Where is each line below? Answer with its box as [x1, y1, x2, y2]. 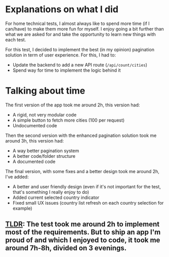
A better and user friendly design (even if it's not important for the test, [12, 183, 161, 189]
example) [12, 205, 32, 211]
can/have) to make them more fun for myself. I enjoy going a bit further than [5, 25, 164, 32]
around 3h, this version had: [5, 137, 64, 144]
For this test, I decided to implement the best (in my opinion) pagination [5, 46, 155, 52]
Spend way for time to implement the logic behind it [12, 67, 121, 73]
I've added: [5, 174, 29, 180]
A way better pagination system [12, 148, 80, 154]
